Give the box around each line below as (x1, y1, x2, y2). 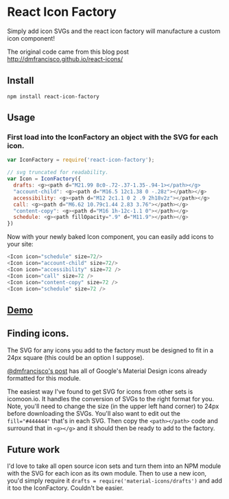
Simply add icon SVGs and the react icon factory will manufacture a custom (7, 27, 221, 35)
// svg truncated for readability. (7, 169, 109, 176)
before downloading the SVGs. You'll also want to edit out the (7, 409, 180, 417)
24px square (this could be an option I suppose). (7, 353, 145, 361)
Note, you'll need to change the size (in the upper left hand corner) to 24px (7, 402, 219, 410)
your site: (7, 240, 34, 248)
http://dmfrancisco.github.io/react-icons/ (7, 54, 123, 63)
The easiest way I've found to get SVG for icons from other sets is (7, 387, 193, 396)
